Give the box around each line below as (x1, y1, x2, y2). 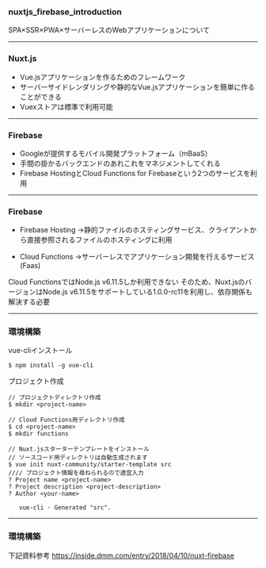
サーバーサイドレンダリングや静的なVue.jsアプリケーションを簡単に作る (19, 82, 256, 91)
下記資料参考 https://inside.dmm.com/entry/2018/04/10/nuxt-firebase (8, 551, 235, 560)
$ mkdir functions (8, 430, 69, 438)
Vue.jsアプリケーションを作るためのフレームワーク (19, 72, 186, 82)
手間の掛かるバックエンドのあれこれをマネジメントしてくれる (19, 158, 221, 168)
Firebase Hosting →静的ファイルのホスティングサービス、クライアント (19, 225, 250, 235)
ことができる (19, 92, 62, 102)
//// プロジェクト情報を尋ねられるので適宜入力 (8, 469, 144, 478)
